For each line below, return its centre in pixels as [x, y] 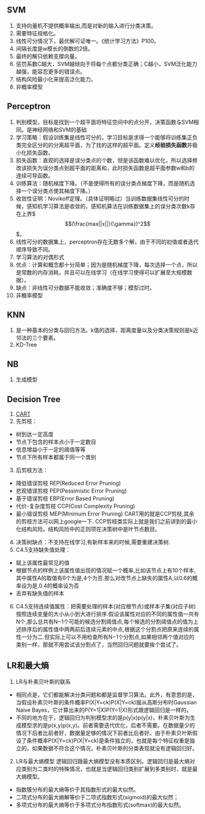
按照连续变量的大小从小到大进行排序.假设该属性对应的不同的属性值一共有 [107, 614]
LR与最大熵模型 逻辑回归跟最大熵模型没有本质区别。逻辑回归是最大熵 [103, 761]
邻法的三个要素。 [37, 338]
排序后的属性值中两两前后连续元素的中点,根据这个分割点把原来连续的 [107, 629]
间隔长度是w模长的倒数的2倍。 [54, 48]
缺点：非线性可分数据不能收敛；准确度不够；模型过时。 [85, 288]
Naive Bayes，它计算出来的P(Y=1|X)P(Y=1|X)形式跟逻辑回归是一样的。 [104, 710]
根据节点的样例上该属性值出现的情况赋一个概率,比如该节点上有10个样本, [106, 570]
